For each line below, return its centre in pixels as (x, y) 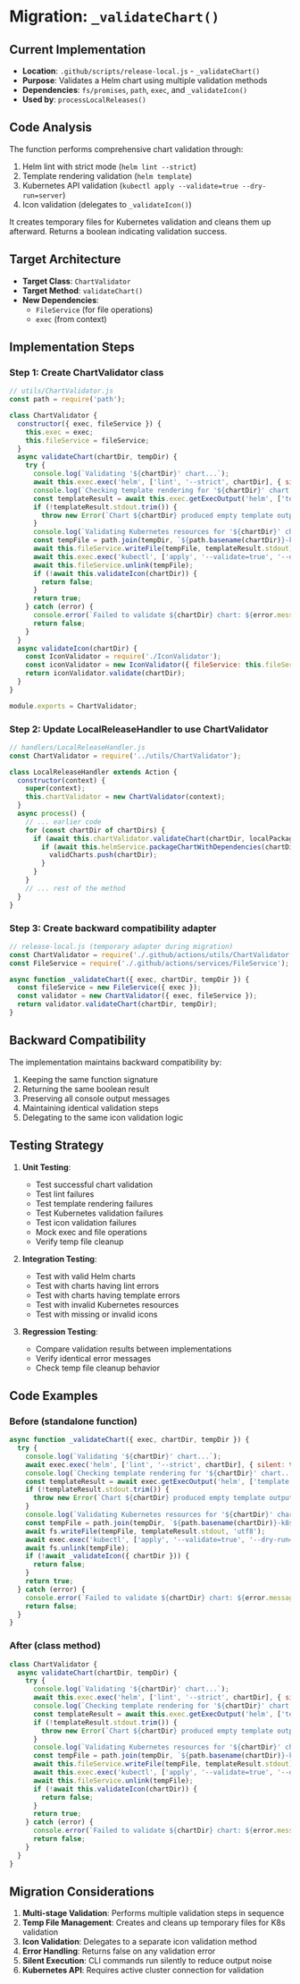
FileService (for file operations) (94, 309)
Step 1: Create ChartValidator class (87, 372)
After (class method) (55, 1646)
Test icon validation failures (86, 1222)
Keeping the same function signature (90, 1079)
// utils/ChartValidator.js (62, 391)
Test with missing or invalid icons (96, 1314)
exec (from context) (71, 318)
